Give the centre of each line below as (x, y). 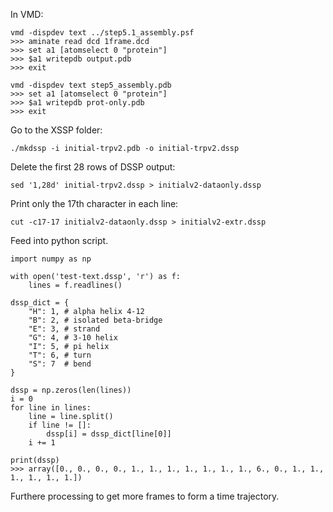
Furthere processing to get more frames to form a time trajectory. (145, 496)
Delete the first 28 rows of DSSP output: (93, 167)
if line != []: (60, 425)
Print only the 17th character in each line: (94, 203)
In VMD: (27, 14)
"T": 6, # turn (60, 355)
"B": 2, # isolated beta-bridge (95, 320)
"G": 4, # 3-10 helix (73, 338)
